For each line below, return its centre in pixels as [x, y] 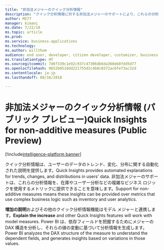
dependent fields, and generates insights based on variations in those [75, 238]
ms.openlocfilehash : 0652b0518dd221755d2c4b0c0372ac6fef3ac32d [71, 69]
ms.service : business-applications [41, 41]
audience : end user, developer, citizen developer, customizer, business [82, 55]
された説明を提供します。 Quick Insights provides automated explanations [79, 170]
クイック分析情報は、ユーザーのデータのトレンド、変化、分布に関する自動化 [82, 164]
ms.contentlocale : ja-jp [30, 73]
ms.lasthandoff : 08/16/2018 [34, 77]
